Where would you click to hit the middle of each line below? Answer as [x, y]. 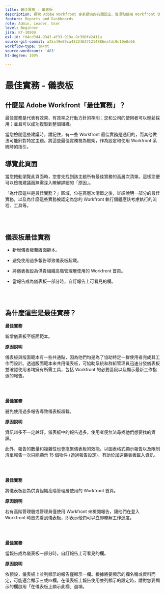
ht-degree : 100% [22, 55]
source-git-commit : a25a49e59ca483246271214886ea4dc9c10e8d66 [70, 42]
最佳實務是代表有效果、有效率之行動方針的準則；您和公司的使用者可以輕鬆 [80, 118]
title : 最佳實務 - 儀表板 [29, 10]
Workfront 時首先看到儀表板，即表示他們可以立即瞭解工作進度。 [70, 517]
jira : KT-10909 [21, 32]
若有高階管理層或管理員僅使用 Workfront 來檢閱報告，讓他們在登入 [72, 511]
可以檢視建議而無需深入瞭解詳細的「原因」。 [49, 183]
